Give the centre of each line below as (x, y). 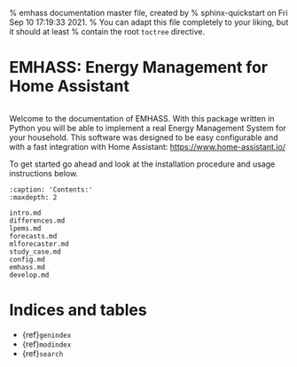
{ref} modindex (47, 344)
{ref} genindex (47, 334)
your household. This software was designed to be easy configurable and (144, 137)
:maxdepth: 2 (33, 197)
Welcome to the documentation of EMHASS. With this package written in (142, 118)
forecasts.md (33, 236)
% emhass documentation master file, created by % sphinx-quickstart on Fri (148, 13)
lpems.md (25, 228)
